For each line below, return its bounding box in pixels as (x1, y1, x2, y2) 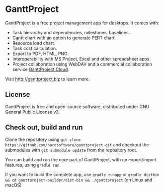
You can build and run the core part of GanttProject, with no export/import (5, 156, 157, 162)
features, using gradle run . (5, 162, 61, 168)
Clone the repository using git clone (5, 136, 81, 142)
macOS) (5, 182, 22, 188)
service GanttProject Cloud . (12, 66, 70, 72)
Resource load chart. (12, 40, 56, 46)
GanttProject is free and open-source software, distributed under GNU (5, 103, 150, 110)
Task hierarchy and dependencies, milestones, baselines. (12, 29, 130, 35)
